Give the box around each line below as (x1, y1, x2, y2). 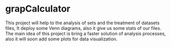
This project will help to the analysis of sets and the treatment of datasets (5, 20, 160, 26)
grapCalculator (5, 3, 70, 15)
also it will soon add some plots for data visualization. (5, 36, 118, 42)
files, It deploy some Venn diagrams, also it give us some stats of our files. (5, 25, 162, 31)
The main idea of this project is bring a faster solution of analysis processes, (5, 30, 166, 36)
